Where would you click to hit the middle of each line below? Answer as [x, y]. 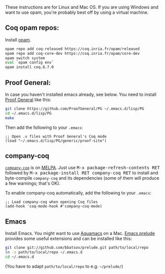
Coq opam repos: [32, 28]
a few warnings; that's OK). [33, 183]
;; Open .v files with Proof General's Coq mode [56, 136]
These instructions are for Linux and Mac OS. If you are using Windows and [82, 7]
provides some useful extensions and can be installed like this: [68, 238]
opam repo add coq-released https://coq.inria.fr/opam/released [72, 49]
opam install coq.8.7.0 [30, 67]
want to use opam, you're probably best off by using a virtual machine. [77, 12]
